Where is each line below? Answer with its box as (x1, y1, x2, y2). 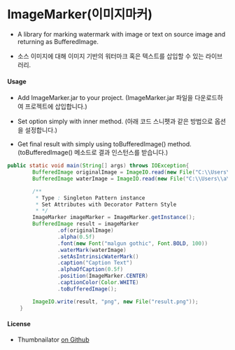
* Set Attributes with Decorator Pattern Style (35, 201, 177, 208)
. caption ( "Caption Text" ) (57, 260, 133, 267)
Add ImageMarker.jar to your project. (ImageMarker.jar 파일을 (17, 94, 194, 102)
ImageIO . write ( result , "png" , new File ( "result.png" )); (32, 298, 199, 305)
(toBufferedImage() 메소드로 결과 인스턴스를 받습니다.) (17, 148, 169, 157)
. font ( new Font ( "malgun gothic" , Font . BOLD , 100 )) (57, 239, 208, 247)
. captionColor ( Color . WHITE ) (57, 279, 139, 286)
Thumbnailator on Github (17, 335, 90, 344)
